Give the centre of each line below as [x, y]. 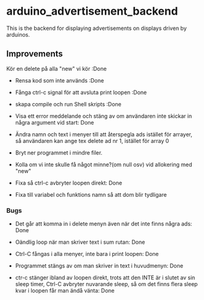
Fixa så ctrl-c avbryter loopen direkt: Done [68, 183]
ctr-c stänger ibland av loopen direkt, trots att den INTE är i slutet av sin [105, 278]
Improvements [35, 54]
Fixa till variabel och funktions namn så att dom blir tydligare [91, 194]
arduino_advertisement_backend [92, 11]
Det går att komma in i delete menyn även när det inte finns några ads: [104, 224]
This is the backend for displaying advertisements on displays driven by [97, 28]
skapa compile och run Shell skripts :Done [68, 104]
